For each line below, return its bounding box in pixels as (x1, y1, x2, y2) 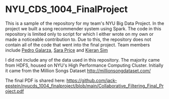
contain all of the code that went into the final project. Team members (5, 41, 150, 47)
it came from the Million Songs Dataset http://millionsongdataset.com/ (5, 67, 151, 74)
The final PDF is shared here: (5, 77, 66, 83)
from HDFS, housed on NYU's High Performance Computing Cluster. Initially (5, 62, 164, 68)
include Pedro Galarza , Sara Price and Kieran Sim (5, 47, 108, 53)
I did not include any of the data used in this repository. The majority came (5, 57, 160, 63)
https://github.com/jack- (66, 77, 117, 83)
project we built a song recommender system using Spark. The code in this (5, 25, 161, 31)
